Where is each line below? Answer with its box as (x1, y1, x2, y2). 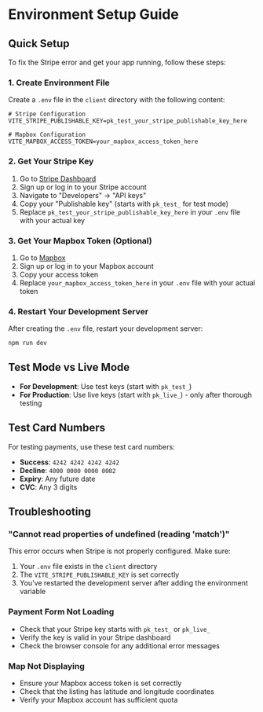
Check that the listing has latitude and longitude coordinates (19, 686, 214, 696)
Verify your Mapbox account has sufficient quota (19, 695, 178, 704)
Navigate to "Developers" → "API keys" (19, 190, 147, 200)
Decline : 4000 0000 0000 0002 (19, 465, 116, 475)
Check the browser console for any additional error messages (19, 640, 220, 650)
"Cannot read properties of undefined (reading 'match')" (8, 529, 230, 539)
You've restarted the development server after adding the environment (19, 578, 249, 588)
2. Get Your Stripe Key (8, 156, 94, 167)
